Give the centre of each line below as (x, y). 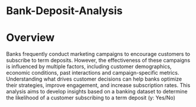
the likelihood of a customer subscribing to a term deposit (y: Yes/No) (91, 98)
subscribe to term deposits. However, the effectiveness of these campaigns (98, 61)
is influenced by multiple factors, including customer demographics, (89, 66)
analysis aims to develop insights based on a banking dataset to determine (97, 92)
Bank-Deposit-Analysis (64, 11)
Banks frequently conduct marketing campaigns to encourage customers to (98, 54)
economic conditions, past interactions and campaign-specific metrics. (93, 73)
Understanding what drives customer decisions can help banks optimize (94, 79)
